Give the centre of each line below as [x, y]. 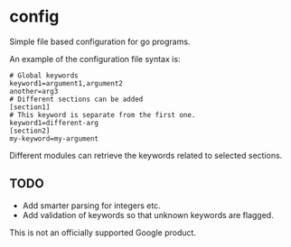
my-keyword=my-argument [54, 138]
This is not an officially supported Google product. [103, 233]
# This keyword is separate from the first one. [103, 114]
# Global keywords [44, 75]
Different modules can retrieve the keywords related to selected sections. [146, 155]
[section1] [30, 107]
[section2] [30, 131]
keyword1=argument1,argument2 [66, 83]
